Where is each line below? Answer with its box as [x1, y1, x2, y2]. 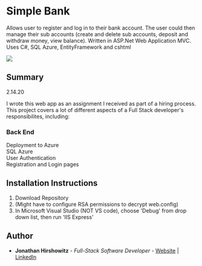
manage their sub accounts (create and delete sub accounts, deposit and [6, 30, 188, 37]
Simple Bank [6, 4, 71, 18]
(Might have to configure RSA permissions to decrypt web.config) [14, 200, 179, 207]
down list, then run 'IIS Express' [14, 213, 94, 221]
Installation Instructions [6, 178, 98, 188]
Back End [6, 128, 34, 136]
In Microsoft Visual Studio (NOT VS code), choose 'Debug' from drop [14, 207, 187, 214]
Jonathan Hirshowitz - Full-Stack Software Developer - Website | [14, 247, 179, 254]
